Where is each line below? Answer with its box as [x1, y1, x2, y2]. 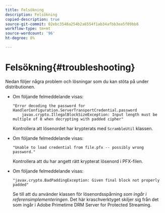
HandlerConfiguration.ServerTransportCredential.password [12, 108, 137, 113]
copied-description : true [5, 17, 60, 22]
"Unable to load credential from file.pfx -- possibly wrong [12, 145, 144, 150]
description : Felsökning [5, 12, 58, 17]
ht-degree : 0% [5, 36, 35, 41]
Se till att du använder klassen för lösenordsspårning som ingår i [12, 191, 147, 197]
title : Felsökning [5, 7, 44, 13]
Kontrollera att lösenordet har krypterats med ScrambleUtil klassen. [12, 125, 153, 131]
